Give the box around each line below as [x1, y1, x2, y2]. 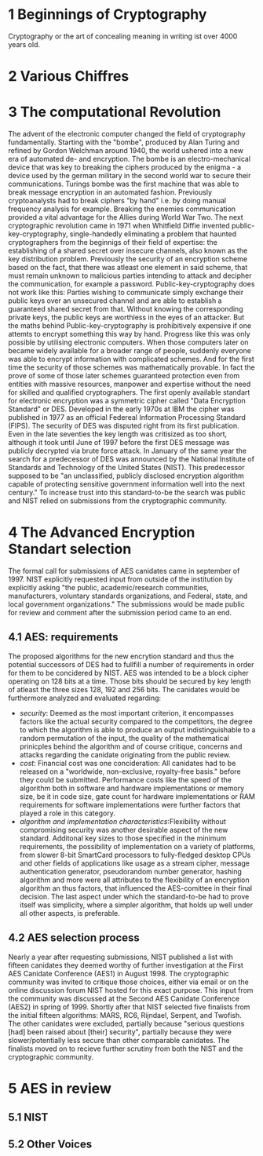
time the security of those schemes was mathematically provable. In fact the [8, 363, 255, 372]
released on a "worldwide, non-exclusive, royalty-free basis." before [19, 767, 241, 776]
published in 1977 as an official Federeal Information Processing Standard [8, 413, 246, 422]
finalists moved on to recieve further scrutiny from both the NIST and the [8, 1044, 243, 1053]
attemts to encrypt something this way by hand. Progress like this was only [8, 330, 250, 339]
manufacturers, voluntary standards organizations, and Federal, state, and [8, 591, 248, 600]
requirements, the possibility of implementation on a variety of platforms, [19, 841, 256, 851]
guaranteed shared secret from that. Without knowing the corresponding [8, 304, 243, 314]
